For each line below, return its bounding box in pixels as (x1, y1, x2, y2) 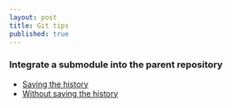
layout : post (9, 12, 58, 22)
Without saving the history (21, 88, 119, 98)
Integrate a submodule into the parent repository (9, 58, 223, 71)
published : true (9, 29, 69, 38)
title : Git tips (9, 21, 69, 30)
